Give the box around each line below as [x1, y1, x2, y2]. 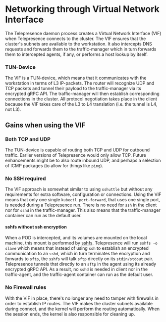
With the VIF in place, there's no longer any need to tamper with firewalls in [5, 295, 159, 301]
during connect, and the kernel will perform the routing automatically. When [5, 306, 160, 312]
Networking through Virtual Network [5, 3, 160, 15]
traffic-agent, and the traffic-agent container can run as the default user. [5, 272, 154, 277]
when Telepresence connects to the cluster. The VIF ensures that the [5, 36, 146, 42]
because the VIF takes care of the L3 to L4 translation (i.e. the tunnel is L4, [5, 101, 158, 107]
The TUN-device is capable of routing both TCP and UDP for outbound [5, 147, 150, 153]
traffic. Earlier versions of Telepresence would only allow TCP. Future [5, 152, 146, 158]
